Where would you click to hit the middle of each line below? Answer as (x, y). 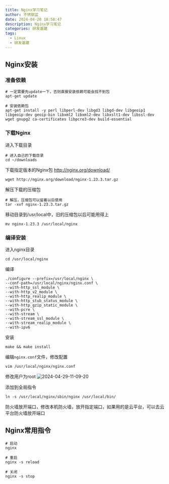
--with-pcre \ (20, 310)
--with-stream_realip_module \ (38, 323)
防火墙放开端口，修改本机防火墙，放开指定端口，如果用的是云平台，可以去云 (85, 407)
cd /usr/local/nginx (27, 259)
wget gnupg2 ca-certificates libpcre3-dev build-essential (69, 119)
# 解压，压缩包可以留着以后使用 (34, 200)
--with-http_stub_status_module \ (42, 301)
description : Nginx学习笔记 (33, 24)
